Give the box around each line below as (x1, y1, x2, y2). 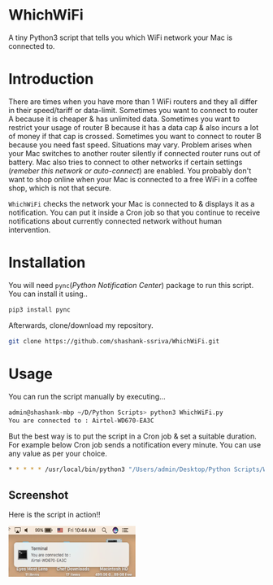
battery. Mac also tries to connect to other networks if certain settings (8, 157, 243, 167)
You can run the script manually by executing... (8, 391, 167, 401)
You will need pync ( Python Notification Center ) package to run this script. (8, 280, 254, 290)
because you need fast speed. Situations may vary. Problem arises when (8, 140, 252, 150)
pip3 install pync (8, 305, 71, 314)
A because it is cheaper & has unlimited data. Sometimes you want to (8, 114, 240, 124)
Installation (8, 254, 86, 272)
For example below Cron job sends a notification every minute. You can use (8, 440, 262, 450)
